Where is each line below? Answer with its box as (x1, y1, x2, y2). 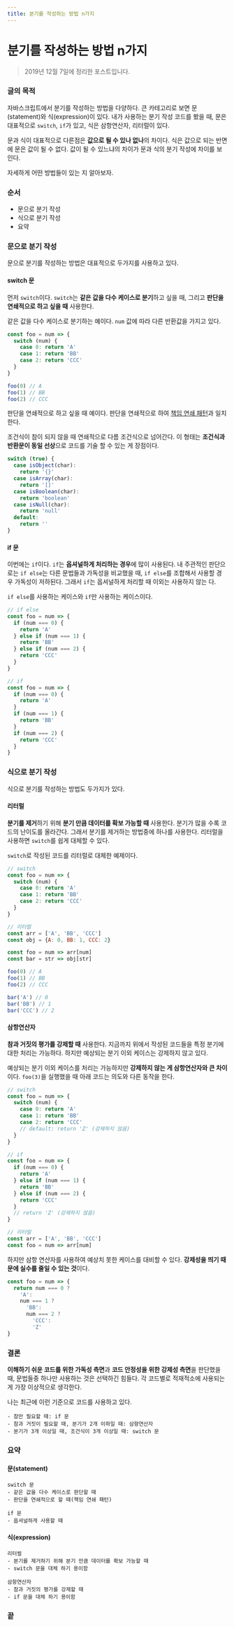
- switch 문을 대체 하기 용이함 (7, 1565, 89, 1572)
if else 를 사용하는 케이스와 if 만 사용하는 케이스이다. (7, 593, 153, 601)
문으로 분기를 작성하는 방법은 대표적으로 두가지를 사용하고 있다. (7, 259, 180, 267)
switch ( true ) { (7, 455, 54, 462)
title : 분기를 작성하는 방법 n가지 (7, 10, 95, 18)
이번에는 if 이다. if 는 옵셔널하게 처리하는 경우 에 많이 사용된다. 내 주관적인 (7, 560, 207, 568)
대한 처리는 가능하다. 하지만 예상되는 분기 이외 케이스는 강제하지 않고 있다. (7, 1048, 208, 1057)
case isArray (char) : (13, 475, 73, 482)
